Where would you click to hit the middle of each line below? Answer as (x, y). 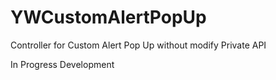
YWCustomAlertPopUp (108, 17)
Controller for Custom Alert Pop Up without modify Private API (138, 45)
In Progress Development (62, 64)
